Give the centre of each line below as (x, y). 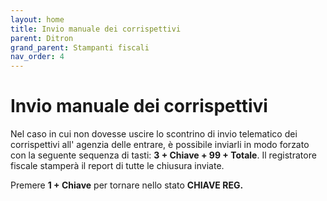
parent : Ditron (42, 38)
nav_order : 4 (37, 57)
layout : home (37, 19)
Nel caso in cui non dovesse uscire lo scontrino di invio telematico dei (154, 134)
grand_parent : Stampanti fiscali (80, 47)
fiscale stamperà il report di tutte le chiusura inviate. (117, 166)
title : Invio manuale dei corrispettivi (96, 29)
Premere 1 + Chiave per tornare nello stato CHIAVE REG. (127, 185)
